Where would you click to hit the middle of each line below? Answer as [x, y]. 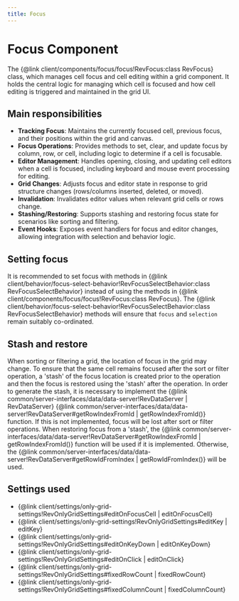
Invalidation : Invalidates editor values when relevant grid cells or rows [121, 199]
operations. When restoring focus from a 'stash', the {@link [94, 429]
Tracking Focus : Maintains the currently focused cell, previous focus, [119, 131]
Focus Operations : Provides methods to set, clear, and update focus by [123, 146]
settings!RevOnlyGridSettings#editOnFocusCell [87, 514]
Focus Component [63, 49]
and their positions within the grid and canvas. [85, 139]
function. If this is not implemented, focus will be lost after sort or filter [110, 421]
